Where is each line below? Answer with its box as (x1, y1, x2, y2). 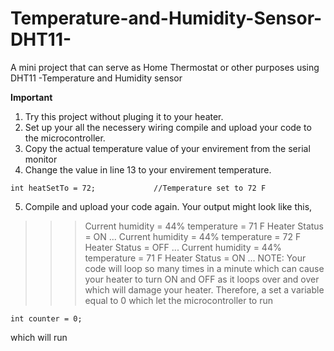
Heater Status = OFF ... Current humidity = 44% (84, 241, 282, 253)
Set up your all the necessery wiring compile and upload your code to (24, 121, 312, 133)
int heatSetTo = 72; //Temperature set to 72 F (10, 183, 267, 193)
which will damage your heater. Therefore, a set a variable (84, 283, 325, 296)
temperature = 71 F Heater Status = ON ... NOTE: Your (84, 252, 307, 264)
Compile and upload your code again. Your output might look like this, (24, 200, 313, 212)
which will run (10, 331, 68, 343)
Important (10, 91, 53, 103)
